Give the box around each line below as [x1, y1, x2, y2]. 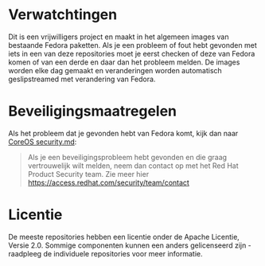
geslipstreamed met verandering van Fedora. [8, 74, 156, 84]
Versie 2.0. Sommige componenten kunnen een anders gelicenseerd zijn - [8, 241, 252, 250]
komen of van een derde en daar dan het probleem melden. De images [8, 57, 240, 67]
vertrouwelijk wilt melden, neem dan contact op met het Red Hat [27, 161, 239, 170]
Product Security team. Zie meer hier [27, 169, 150, 178]
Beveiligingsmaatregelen [8, 102, 177, 120]
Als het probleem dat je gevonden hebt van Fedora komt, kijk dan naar [8, 128, 239, 138]
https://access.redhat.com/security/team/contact [27, 178, 189, 187]
